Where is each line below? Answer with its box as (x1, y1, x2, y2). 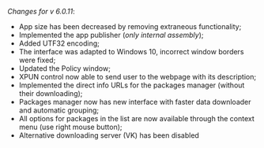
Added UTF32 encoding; (18, 39, 100, 48)
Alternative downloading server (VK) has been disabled (18, 131, 199, 140)
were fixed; (18, 55, 56, 65)
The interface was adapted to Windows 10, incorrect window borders (18, 47, 244, 56)
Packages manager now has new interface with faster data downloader (18, 98, 251, 106)
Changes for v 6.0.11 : (7, 7, 76, 16)
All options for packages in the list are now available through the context (18, 114, 255, 123)
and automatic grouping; (18, 105, 100, 115)
